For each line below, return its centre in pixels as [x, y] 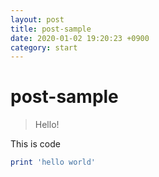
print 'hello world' [53, 162]
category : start [44, 47]
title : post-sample [51, 29]
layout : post [37, 19]
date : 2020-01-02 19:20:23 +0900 [80, 38]
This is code [35, 144]
